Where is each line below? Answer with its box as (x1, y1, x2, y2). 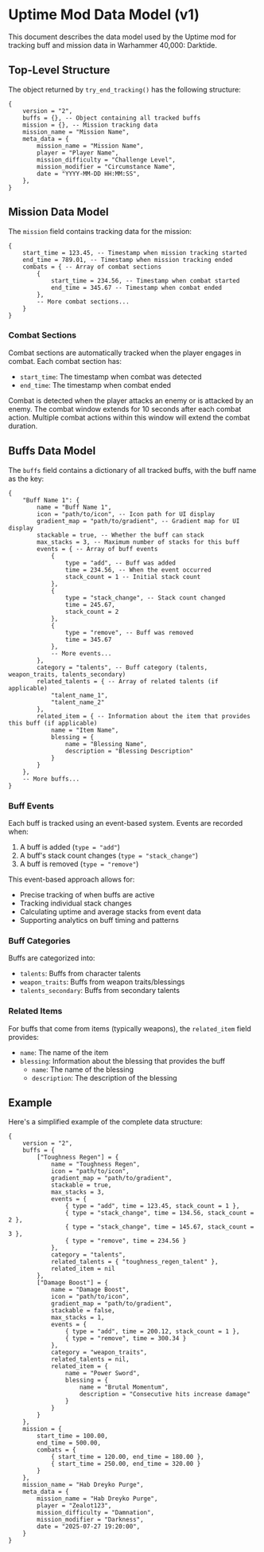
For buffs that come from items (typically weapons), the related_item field (8, 1023, 252, 1033)
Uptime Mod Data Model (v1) (8, 6, 200, 24)
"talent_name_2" (50, 698, 105, 706)
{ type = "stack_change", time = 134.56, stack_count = (64, 1209, 254, 1218)
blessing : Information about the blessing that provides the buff (19, 1056, 226, 1065)
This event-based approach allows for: (8, 874, 135, 884)
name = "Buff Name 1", (37, 503, 112, 511)
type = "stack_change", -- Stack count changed (64, 593, 226, 602)
